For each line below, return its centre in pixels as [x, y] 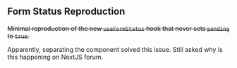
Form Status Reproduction [66, 12]
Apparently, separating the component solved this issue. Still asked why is [115, 49]
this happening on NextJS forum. [55, 57]
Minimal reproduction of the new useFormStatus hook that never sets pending [119, 28]
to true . [18, 36]
